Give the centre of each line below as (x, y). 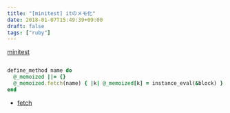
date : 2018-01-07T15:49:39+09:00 (55, 20)
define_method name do (40, 71)
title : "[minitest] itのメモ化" (52, 13)
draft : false (26, 26)
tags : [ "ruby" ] (29, 33)
